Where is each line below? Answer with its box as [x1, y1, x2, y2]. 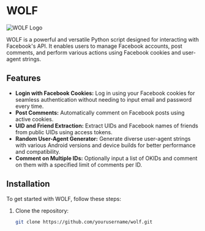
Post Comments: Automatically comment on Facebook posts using [15, 108, 185, 116]
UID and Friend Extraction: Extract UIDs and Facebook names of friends [15, 122, 199, 129]
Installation [6, 179, 50, 189]
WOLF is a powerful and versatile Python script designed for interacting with [6, 36, 199, 43]
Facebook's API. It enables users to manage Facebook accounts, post [6, 42, 182, 50]
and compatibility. [15, 148, 61, 155]
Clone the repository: [15, 206, 69, 214]
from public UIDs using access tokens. [15, 128, 113, 135]
